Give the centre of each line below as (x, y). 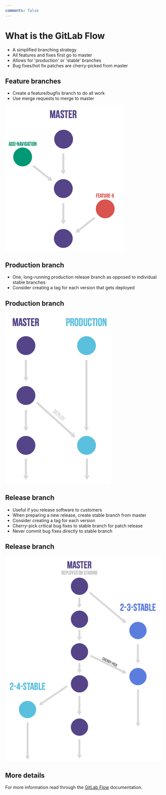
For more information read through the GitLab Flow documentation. (74, 788)
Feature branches (33, 81)
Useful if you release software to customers (57, 510)
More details (25, 775)
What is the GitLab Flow (55, 36)
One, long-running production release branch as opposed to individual (84, 277)
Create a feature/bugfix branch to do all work (59, 93)
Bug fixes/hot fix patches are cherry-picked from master (70, 65)
